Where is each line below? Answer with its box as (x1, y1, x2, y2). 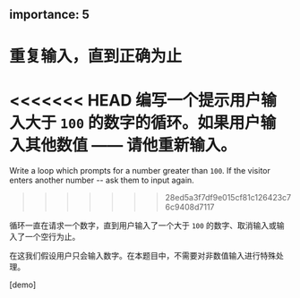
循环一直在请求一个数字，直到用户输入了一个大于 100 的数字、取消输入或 (9, 219, 278, 231)
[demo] (9, 279, 37, 290)
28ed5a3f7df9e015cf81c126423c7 (165, 192, 292, 202)
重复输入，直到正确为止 (9, 46, 183, 66)
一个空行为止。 (24, 231, 81, 242)
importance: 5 (9, 7, 90, 22)
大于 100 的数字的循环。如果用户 (25, 112, 261, 132)
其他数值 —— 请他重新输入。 (25, 134, 237, 155)
